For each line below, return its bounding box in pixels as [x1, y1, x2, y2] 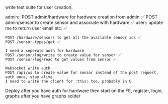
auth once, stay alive [5, 74, 53, 79]
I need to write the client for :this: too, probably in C [5, 79, 132, 84]
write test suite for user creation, [5, 4, 73, 10]
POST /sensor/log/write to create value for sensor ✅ [5, 52, 121, 57]
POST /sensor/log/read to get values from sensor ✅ [5, 57, 117, 62]
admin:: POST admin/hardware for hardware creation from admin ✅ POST [5, 14, 158, 19]
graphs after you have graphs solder [5, 93, 81, 99]
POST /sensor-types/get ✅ [5, 39, 60, 44]
